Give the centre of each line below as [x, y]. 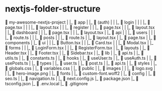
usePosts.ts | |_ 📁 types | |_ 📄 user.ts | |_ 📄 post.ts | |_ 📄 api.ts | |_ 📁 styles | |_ [81, 63]
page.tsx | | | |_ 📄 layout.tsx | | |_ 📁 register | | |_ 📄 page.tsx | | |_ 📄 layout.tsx [80, 27]
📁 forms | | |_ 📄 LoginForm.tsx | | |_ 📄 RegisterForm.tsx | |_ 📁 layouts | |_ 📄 [78, 48]
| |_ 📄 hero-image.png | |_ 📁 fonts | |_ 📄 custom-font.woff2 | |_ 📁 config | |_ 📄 [80, 73]
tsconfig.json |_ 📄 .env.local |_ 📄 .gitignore [47, 83]
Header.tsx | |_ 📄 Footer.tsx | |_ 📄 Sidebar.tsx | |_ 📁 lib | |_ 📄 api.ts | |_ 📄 [74, 53]
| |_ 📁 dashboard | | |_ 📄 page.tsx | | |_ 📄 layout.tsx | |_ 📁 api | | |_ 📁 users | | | [80, 32]
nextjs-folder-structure [53, 9]
